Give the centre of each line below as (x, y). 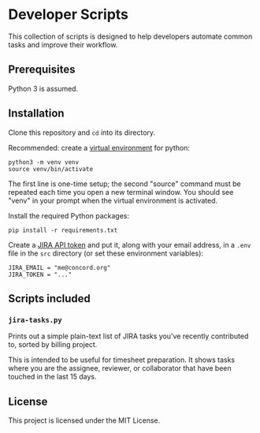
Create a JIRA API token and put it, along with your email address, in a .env (130, 244)
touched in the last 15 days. (52, 377)
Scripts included (49, 299)
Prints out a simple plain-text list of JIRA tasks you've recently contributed (128, 336)
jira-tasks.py (35, 320)
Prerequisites (42, 70)
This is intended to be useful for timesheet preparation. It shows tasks (122, 360)
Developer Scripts (68, 15)
